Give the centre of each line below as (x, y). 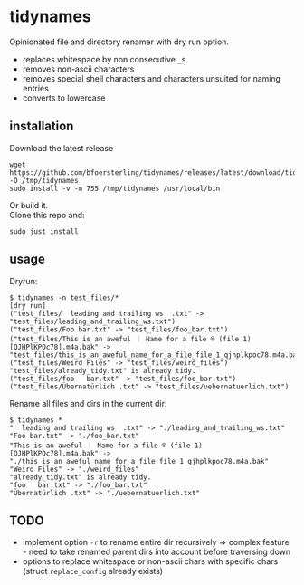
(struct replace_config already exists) (93, 571)
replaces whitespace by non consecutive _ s (104, 59)
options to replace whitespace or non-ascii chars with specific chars (150, 561)
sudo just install (44, 231)
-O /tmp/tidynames (44, 180)
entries (36, 88)
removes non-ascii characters (78, 69)
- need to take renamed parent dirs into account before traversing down (157, 552)
